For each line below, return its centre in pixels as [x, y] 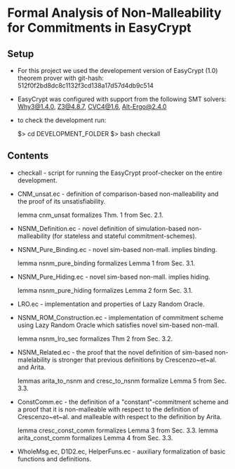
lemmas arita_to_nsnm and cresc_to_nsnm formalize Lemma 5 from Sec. [122, 381]
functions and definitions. [54, 458]
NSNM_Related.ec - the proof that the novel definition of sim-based [115, 352]
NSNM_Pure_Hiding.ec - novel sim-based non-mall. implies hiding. [114, 277]
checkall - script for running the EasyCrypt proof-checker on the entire [120, 173]
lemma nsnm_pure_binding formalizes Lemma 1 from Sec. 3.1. [106, 263]
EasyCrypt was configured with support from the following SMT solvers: [122, 99]
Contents [28, 156]
